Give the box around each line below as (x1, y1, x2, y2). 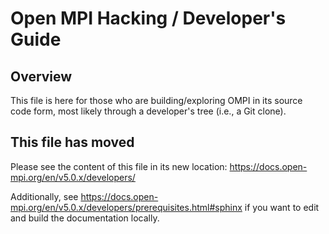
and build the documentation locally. (10, 212, 160, 224)
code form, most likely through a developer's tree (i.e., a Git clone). (10, 105, 287, 117)
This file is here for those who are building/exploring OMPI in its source (10, 95, 303, 106)
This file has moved (10, 134, 135, 151)
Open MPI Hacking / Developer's (10, 7, 287, 30)
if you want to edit (244, 201, 320, 213)
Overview (10, 68, 73, 85)
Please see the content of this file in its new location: (10, 160, 228, 172)
